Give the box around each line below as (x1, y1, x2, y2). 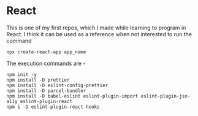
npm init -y (6, 71, 37, 77)
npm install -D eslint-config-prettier (6, 82, 109, 88)
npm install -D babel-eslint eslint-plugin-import (6, 93, 139, 99)
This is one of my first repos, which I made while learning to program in (6, 24, 186, 31)
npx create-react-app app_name (6, 48, 86, 55)
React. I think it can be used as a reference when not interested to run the (6, 30, 192, 37)
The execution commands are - (6, 60, 86, 67)
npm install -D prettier (6, 77, 70, 83)
